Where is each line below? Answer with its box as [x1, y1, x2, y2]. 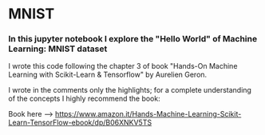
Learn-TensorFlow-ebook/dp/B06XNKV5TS [8, 117, 152, 128]
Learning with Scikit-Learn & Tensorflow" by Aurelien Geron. [8, 69, 208, 80]
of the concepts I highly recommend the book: [8, 93, 161, 104]
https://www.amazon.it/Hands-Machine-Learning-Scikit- [54, 109, 242, 119]
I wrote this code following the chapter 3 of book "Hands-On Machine [8, 62, 238, 71]
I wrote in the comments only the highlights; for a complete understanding [8, 85, 251, 95]
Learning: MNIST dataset [8, 43, 108, 54]
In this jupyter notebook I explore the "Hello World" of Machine [8, 34, 258, 45]
